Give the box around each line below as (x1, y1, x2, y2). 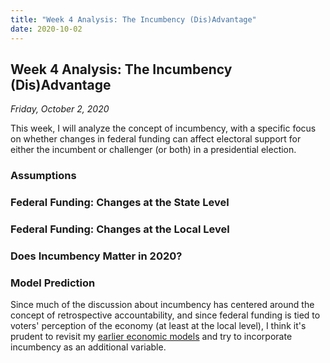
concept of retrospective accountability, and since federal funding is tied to (10, 309, 321, 321)
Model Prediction (10, 276, 96, 290)
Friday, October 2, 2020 (10, 103, 110, 115)
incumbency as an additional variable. (10, 341, 167, 353)
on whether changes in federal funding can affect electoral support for (10, 133, 302, 145)
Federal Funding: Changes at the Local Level (10, 222, 230, 236)
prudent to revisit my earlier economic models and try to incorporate (10, 331, 293, 343)
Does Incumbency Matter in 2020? (10, 249, 183, 263)
